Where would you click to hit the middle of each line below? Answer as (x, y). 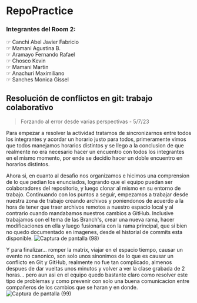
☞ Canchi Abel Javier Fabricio (43, 42)
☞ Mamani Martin (27, 67)
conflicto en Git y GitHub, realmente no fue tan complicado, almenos (89, 262)
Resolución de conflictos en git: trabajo (79, 98)
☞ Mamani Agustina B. (33, 48)
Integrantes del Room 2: (41, 29)
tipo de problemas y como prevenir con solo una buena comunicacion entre (98, 281)
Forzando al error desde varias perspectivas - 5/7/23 (85, 121)
